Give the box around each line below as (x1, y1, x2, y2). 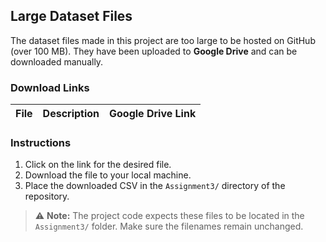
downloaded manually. (10, 55, 104, 68)
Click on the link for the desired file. (24, 159, 172, 171)
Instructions (10, 136, 72, 150)
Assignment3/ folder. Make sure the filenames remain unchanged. (34, 220, 304, 233)
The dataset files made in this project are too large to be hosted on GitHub (10, 34, 316, 46)
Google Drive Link (109, 107, 197, 121)
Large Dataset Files (10, 8, 133, 25)
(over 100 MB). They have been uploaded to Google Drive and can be (10, 45, 298, 57)
